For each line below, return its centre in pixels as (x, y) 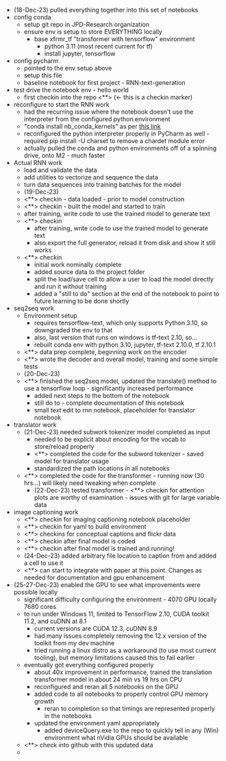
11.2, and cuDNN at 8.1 (55, 621)
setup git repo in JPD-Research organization (86, 24)
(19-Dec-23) (41, 192)
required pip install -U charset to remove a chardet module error (114, 141)
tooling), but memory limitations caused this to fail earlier (114, 658)
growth (44, 701)
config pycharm (36, 61)
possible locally (36, 592)
